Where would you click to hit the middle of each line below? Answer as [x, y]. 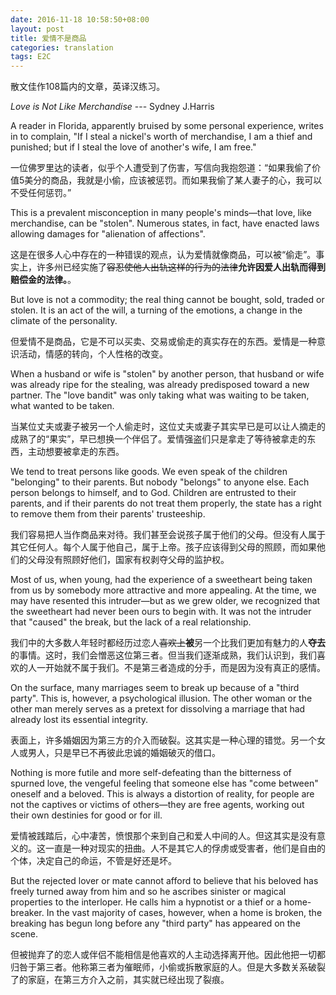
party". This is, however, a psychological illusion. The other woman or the [161, 698]
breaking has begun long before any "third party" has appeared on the [155, 923]
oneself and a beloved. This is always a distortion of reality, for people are [162, 794]
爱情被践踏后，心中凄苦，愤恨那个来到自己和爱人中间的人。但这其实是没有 [163, 836]
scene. [24, 934]
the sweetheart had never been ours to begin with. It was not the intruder [161, 612]
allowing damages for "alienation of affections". [108, 234]
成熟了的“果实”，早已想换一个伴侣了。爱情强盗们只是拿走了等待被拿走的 [159, 439]
